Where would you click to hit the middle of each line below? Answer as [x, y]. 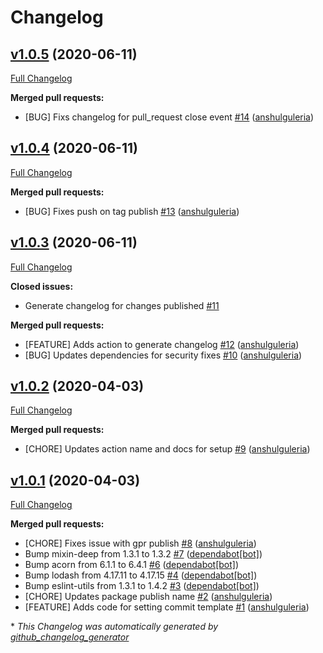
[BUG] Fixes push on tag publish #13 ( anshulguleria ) [132, 211]
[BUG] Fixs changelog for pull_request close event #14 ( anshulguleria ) [169, 117]
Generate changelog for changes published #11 [122, 305]
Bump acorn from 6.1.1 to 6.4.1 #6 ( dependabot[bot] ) [132, 565]
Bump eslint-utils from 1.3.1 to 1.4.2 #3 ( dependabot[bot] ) [142, 586]
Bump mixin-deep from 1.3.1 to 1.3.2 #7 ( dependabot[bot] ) [143, 554]
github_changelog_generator [70, 637]
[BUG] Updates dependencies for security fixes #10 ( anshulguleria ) [163, 355]
